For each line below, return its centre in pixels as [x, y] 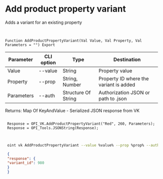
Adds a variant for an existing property [44, 22]
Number [72, 84]
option [48, 63]
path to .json [113, 98]
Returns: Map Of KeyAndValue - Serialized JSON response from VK [72, 111]
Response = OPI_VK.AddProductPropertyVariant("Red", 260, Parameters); [81, 124]
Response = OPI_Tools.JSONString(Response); [53, 128]
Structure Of [77, 92]
